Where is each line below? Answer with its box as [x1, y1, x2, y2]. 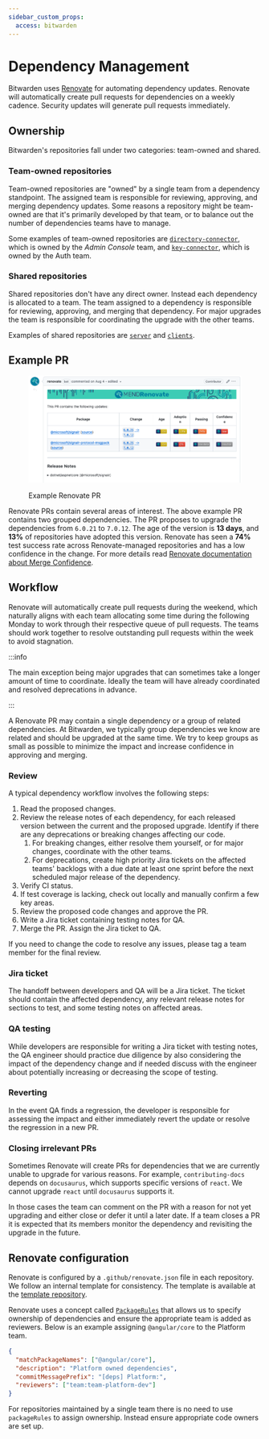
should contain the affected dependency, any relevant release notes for [8, 994, 245, 1005]
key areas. [19, 898, 55, 907]
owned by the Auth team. [8, 250, 92, 261]
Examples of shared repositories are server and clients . [8, 330, 195, 339]
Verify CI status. [19, 881, 74, 890]
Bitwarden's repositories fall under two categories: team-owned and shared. [8, 146, 261, 155]
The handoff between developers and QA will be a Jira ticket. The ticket [8, 986, 246, 996]
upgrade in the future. [8, 1227, 81, 1238]
